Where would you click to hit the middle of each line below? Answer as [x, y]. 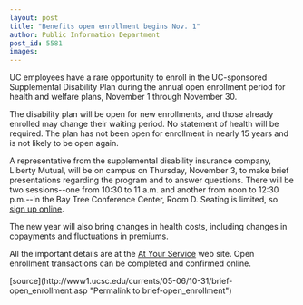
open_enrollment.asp [49, 290]
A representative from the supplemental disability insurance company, [141, 161]
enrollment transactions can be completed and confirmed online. [131, 263]
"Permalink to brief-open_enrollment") [161, 290]
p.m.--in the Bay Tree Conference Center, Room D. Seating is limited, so [144, 200]
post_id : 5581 [36, 43]
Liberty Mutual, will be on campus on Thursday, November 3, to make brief [149, 171]
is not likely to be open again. [64, 143]
